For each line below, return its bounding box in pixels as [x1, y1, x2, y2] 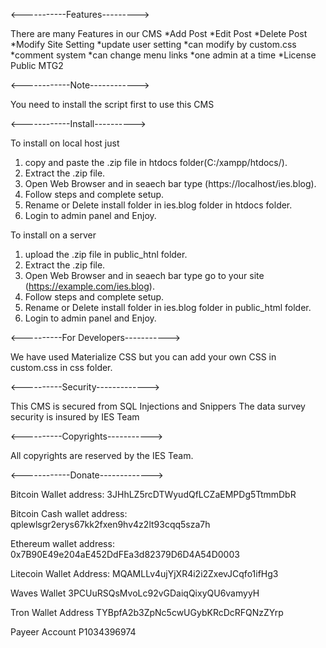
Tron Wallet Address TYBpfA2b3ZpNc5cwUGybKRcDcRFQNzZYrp [10, 607, 284, 618]
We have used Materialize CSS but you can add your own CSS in [10, 351, 277, 363]
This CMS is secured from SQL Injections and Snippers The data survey [10, 400, 306, 412]
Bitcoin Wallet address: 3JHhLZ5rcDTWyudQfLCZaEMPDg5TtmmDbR [10, 489, 297, 500]
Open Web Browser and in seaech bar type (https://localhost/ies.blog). [24, 178, 317, 189]
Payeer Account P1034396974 [10, 626, 137, 638]
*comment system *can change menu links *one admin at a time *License [10, 49, 317, 61]
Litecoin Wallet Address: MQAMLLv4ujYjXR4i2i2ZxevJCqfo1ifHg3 [10, 568, 279, 579]
